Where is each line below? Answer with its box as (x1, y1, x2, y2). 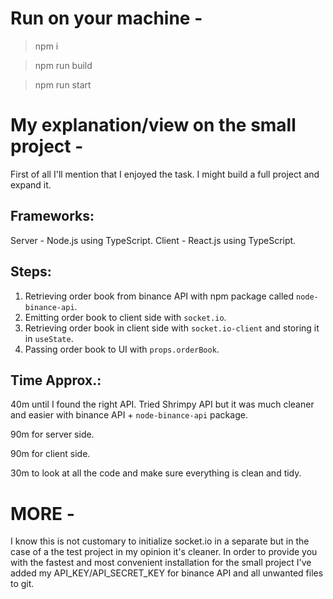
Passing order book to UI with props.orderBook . (24, 343, 220, 355)
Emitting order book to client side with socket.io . (24, 311, 227, 323)
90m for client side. (10, 448, 91, 460)
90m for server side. (10, 428, 95, 441)
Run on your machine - (10, 7, 203, 30)
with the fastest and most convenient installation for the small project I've (10, 557, 312, 569)
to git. (10, 578, 35, 590)
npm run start (34, 78, 92, 91)
